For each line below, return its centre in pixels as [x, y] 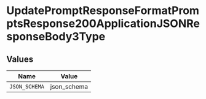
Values [20, 59]
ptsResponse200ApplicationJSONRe [103, 24]
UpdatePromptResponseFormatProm [103, 11]
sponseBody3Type [56, 37]
